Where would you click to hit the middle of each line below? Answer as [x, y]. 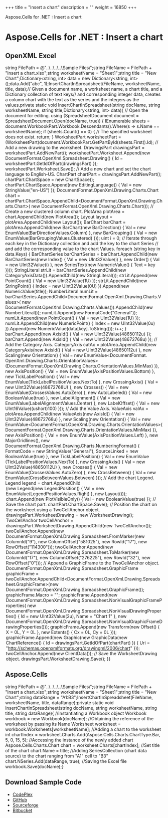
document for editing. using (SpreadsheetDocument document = [72, 116]
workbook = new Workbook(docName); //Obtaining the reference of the [79, 718]
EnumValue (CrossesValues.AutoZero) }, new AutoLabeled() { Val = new [78, 392]
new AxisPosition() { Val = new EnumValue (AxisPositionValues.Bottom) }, [80, 371]
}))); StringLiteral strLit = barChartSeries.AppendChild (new [66, 270]
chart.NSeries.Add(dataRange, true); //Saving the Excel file [66, 761]
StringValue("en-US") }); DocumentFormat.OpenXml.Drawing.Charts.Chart [82, 190]
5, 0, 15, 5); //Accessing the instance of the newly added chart [69, 740]
